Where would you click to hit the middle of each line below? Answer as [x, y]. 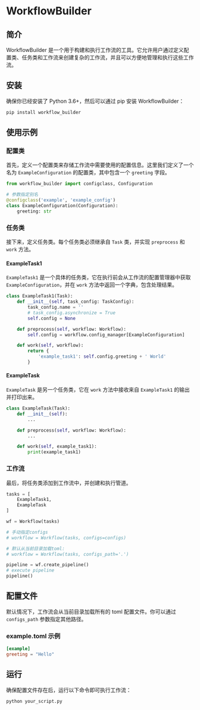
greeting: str [34, 211]
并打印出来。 [22, 397]
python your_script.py [34, 701]
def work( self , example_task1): [57, 447]
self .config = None [52, 318]
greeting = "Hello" [30, 654]
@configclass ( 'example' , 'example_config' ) [61, 200]
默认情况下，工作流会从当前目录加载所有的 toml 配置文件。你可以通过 [91, 611]
